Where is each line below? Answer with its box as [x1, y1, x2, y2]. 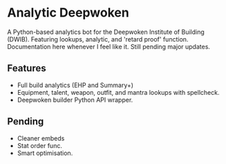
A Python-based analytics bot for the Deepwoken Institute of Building [7, 28, 205, 36]
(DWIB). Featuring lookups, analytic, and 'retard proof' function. [7, 35, 189, 43]
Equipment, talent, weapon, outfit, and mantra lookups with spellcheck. [17, 88, 220, 96]
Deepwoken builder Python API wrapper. [17, 95, 133, 104]
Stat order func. [17, 141, 62, 149]
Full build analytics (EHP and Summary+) [17, 81, 133, 89]
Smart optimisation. [17, 149, 73, 157]
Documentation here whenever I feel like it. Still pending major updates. [7, 42, 211, 51]
